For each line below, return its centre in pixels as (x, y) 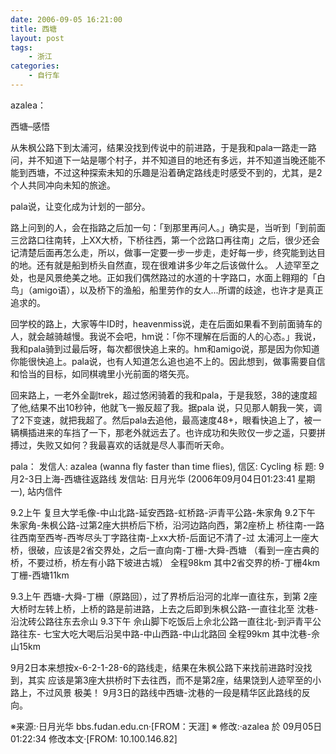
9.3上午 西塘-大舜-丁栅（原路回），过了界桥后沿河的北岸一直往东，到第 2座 (164, 596)
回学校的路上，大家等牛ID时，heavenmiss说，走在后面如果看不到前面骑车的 (166, 323)
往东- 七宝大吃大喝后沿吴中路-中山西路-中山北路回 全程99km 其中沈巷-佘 (169, 633)
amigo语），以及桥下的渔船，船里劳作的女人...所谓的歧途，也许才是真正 (177, 290)
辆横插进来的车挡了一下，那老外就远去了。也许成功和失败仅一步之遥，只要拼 (168, 432)
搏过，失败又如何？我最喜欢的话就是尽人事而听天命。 (120, 445)
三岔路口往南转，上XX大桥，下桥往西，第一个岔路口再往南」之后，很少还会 (165, 240)
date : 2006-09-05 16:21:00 (66, 19)
